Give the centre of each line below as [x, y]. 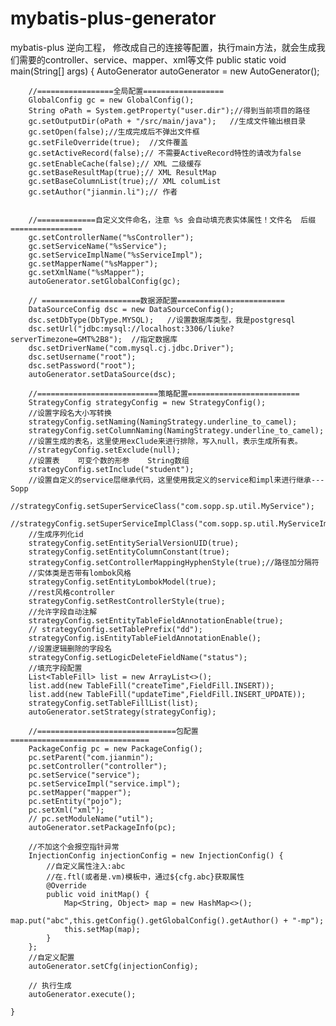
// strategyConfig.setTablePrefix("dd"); [115, 629]
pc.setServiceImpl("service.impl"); [105, 783]
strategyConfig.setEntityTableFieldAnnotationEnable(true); [156, 620]
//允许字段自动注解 [63, 612]
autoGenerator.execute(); [82, 994]
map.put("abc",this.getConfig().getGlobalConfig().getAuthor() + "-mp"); [167, 920]
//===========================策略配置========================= [164, 393]
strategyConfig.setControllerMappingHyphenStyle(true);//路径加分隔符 [174, 562]
